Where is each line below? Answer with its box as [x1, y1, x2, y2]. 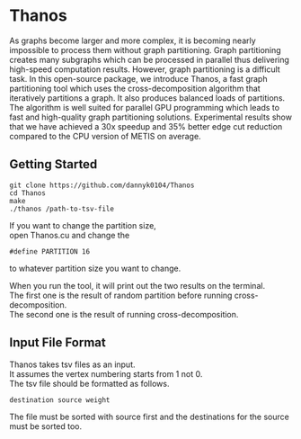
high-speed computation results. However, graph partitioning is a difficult [9, 64, 280, 75]
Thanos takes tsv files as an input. [9, 359, 137, 370]
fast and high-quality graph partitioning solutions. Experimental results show [9, 112, 292, 122]
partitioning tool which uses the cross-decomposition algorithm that [9, 83, 261, 94]
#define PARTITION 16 [9, 246, 91, 256]
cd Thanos [9, 188, 47, 198]
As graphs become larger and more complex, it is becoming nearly [9, 35, 256, 46]
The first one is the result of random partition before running [9, 290, 233, 300]
